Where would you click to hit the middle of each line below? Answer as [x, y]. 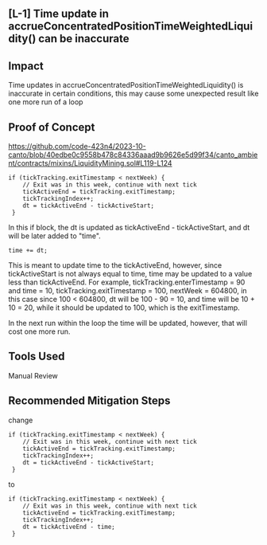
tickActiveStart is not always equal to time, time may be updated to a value [130, 274]
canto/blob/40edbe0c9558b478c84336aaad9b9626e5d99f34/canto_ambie [133, 155]
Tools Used [37, 357]
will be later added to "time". [54, 236]
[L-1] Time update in [58, 14]
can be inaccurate [84, 39]
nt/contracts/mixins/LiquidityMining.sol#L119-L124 [90, 163]
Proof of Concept [52, 127]
